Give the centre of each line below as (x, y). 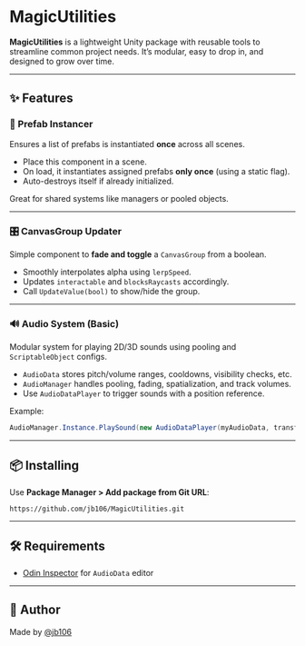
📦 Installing (44, 466)
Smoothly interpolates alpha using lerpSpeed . (107, 272)
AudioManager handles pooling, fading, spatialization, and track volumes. (157, 384)
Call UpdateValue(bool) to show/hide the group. (111, 291)
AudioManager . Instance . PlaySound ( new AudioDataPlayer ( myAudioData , (140, 428)
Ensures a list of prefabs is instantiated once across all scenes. (127, 144)
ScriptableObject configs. (58, 357)
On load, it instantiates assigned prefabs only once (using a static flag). (156, 171)
